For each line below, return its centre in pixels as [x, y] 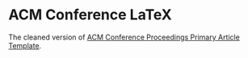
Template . [25, 45]
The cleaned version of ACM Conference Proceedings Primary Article [124, 37]
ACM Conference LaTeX [90, 15]
